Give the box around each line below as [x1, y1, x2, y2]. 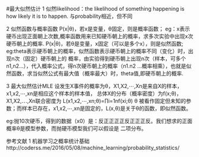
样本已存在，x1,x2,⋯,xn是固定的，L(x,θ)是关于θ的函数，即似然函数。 [21, 105, 192, 112]
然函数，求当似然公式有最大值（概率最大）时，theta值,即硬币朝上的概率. [6, 70, 184, 77]
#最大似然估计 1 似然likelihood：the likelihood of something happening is [6, 5, 185, 12]
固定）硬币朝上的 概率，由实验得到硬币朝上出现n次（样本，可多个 [24, 55, 186, 62]
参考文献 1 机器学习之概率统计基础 [6, 137, 90, 145]
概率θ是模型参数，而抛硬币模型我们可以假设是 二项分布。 [6, 125, 147, 132]
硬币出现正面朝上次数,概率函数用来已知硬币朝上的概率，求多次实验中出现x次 [6, 33, 194, 40]
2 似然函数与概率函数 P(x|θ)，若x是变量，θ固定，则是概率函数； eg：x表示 [6, 26, 191, 32]
